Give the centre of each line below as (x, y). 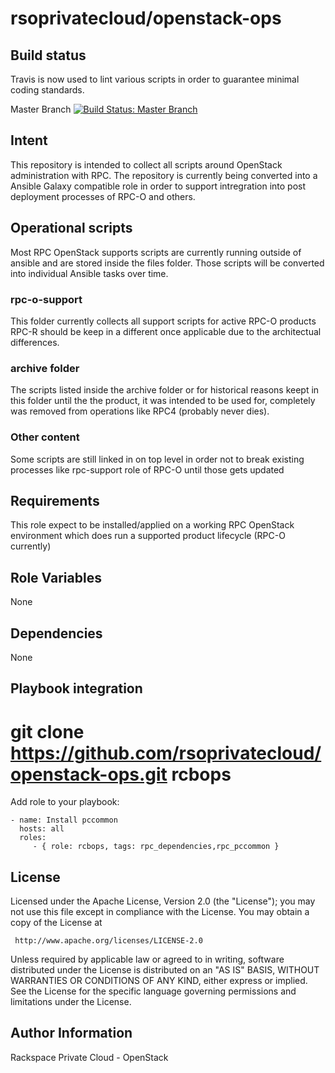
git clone (47, 731)
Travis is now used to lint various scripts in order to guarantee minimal (155, 79)
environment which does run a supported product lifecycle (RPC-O (148, 536)
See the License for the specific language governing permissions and (153, 991)
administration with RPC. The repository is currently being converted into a (164, 175)
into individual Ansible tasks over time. (89, 273)
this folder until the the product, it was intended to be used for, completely (163, 401)
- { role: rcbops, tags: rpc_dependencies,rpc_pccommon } (156, 847)
